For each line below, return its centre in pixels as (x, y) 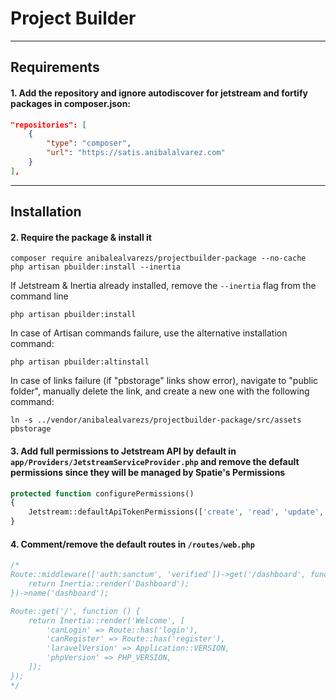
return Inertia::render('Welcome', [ (107, 620)
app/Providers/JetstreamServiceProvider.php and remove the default (155, 461)
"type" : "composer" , (89, 143)
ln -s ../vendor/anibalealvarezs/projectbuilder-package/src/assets (156, 420)
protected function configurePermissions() (102, 493)
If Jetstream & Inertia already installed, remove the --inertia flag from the (163, 286)
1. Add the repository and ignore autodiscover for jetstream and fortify (159, 93)
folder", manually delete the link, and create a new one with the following (160, 391)
